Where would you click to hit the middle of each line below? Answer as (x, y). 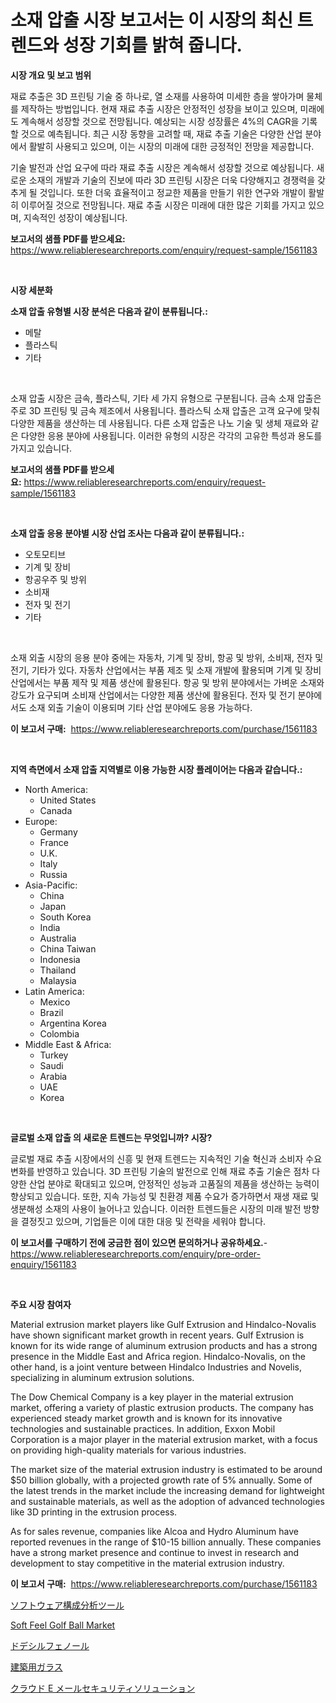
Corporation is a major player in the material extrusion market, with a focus (164, 1439)
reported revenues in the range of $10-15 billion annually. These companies (166, 1542)
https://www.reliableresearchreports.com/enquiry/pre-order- (135, 1253)
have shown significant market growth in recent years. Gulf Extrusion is (157, 1335)
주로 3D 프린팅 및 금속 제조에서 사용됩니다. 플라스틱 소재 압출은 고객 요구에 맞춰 (165, 410)
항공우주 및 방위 (55, 579)
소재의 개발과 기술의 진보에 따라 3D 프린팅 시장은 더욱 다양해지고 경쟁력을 (172, 180)
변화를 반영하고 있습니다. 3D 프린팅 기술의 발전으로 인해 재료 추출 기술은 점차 (160, 1171)
